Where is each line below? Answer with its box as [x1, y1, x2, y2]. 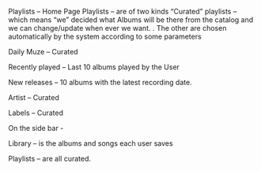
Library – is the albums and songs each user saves [8, 139, 173, 148]
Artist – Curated [8, 93, 59, 102]
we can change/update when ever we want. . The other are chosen [8, 24, 227, 32]
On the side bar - [8, 124, 64, 132]
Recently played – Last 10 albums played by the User [8, 62, 180, 72]
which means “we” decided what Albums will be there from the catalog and [8, 15, 254, 24]
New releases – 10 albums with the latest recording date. [8, 78, 192, 87]
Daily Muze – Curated [8, 47, 78, 56]
